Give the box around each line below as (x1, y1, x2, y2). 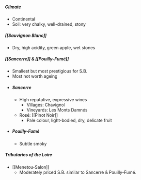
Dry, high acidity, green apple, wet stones (12, 44, 95, 51)
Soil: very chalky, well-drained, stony (12, 21, 86, 27)
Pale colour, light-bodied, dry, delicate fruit (26, 117, 112, 123)
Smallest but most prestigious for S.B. (12, 68, 88, 74)
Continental (12, 16, 35, 22)
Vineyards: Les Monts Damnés (26, 107, 88, 113)
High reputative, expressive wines (19, 96, 87, 102)
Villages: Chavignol (26, 102, 65, 108)
